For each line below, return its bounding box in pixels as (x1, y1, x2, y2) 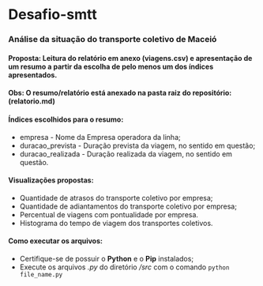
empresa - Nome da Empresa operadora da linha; (19, 132, 181, 141)
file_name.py (19, 270, 63, 278)
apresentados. (8, 70, 58, 80)
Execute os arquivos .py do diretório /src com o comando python (19, 262, 230, 272)
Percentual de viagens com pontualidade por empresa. (19, 209, 199, 219)
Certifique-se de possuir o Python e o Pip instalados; (19, 254, 194, 263)
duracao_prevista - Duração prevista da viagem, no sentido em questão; (19, 141, 256, 150)
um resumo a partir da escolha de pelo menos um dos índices (8, 62, 214, 71)
